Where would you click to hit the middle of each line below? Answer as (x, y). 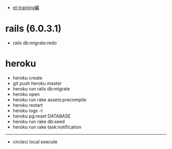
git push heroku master (37, 83)
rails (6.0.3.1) (33, 29)
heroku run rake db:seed (39, 121)
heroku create (27, 78)
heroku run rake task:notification (47, 127)
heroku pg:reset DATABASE (41, 116)
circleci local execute (35, 142)
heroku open (26, 94)
